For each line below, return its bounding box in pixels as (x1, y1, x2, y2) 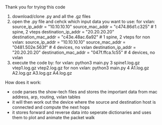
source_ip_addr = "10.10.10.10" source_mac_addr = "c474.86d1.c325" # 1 (12, 24, 157, 30)
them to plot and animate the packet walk (12, 115, 95, 120)
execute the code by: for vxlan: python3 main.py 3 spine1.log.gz (12, 60, 140, 65)
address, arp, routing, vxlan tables (12, 94, 81, 100)
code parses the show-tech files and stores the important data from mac (12, 89, 158, 94)
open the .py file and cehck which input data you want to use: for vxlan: (12, 19, 155, 24)
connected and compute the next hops (12, 104, 90, 110)
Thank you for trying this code (5, 4, 65, 10)
